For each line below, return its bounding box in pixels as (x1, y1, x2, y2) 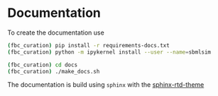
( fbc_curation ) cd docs (7, 61, 78, 68)
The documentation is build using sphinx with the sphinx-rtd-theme (7, 80, 205, 89)
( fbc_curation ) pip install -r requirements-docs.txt (7, 42, 170, 49)
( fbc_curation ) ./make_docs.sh (7, 68, 100, 75)
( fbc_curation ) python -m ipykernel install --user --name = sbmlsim (7, 48, 212, 56)
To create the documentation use (7, 28, 104, 37)
